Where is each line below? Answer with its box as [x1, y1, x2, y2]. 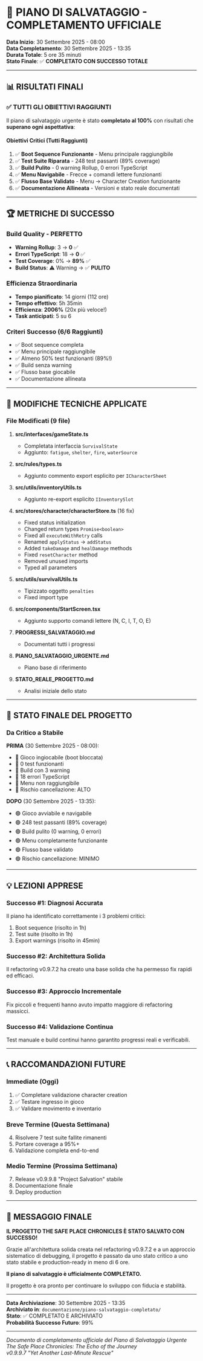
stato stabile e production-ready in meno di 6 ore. [6, 1259, 130, 1266]
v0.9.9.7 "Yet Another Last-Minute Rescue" [6, 1350, 114, 1357]
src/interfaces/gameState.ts [14, 430, 89, 437]
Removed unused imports [24, 557, 89, 564]
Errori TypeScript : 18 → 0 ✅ [14, 250, 86, 257]
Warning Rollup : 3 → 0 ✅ [14, 243, 79, 251]
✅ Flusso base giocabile [14, 368, 76, 376]
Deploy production [14, 1188, 62, 1195]
